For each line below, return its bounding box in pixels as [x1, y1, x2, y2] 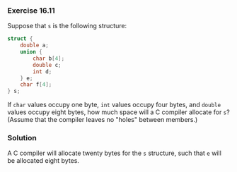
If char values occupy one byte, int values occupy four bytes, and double [7, 101, 221, 109]
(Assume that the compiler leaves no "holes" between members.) [7, 116, 198, 124]
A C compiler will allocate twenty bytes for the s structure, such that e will [7, 149, 221, 157]
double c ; [33, 61, 62, 68]
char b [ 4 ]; [33, 55, 65, 62]
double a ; [20, 42, 50, 49]
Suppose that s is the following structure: [7, 22, 127, 30]
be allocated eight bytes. [7, 156, 80, 165]
